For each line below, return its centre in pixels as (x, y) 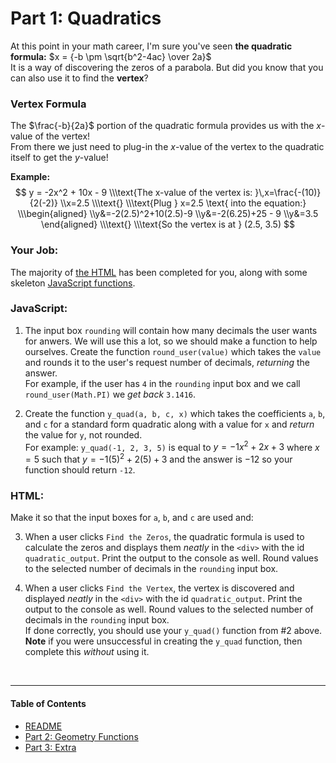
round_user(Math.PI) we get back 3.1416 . (110, 394)
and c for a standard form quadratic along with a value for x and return (169, 424)
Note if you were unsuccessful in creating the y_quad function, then (163, 641)
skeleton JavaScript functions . (73, 283)
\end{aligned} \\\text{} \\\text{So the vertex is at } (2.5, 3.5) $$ (168, 224)
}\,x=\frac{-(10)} (288, 193)
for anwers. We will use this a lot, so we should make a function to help (171, 341)
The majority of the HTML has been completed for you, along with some (159, 272)
